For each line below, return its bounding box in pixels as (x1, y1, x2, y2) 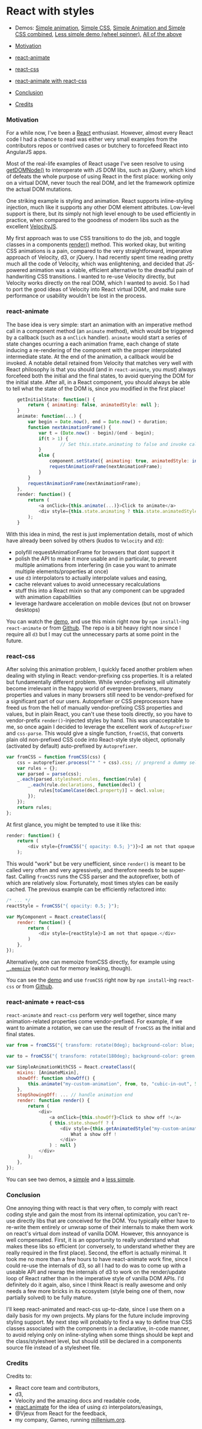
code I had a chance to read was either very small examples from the (6, 135, 177, 143)
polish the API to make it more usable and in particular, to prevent (14, 555, 177, 562)
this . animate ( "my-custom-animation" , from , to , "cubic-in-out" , (28, 1080, 192, 1087)
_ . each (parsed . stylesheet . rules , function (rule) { (17, 776, 147, 783)
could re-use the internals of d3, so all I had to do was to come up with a (6, 1262, 186, 1269)
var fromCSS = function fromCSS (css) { (6, 754, 106, 760)
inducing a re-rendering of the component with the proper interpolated (6, 346, 182, 353)
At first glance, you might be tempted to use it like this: (6, 820, 141, 828)
